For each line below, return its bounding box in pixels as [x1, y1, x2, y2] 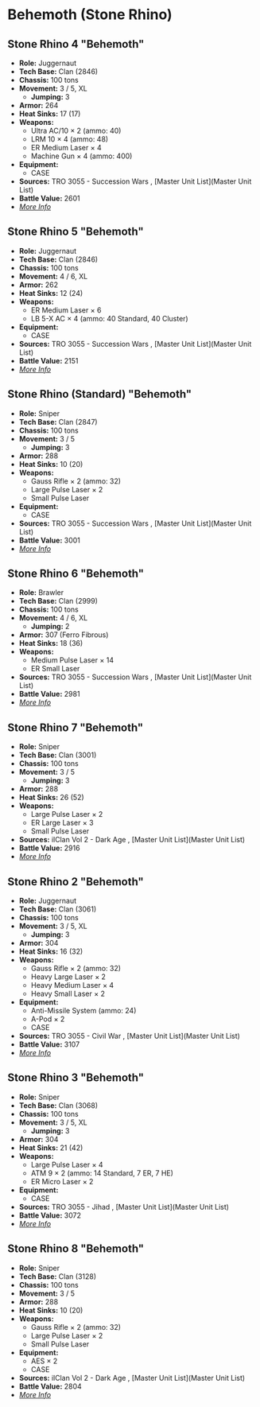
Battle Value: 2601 [18, 193, 80, 203]
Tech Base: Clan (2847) [18, 417, 98, 426]
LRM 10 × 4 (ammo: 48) [30, 134, 109, 144]
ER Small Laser [30, 664, 80, 674]
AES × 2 [30, 1356, 58, 1366]
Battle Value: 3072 [18, 1211, 81, 1220]
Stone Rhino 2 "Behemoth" [7, 875, 144, 888]
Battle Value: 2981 [18, 690, 80, 699]
